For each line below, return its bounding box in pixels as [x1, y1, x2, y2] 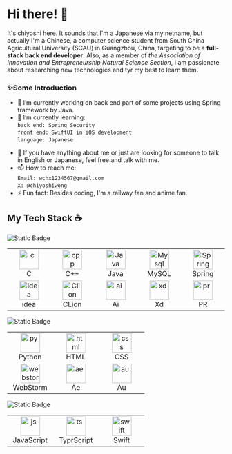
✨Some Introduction [7, 83, 77, 92]
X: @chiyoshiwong [17, 182, 68, 189]
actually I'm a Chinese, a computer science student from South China [7, 36, 205, 44]
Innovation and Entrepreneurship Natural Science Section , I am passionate [7, 58, 220, 66]
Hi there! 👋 [7, 6, 69, 22]
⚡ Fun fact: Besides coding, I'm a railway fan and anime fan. [17, 189, 188, 197]
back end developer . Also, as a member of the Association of [24, 51, 201, 59]
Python [18, 352, 42, 362]
